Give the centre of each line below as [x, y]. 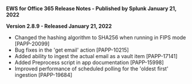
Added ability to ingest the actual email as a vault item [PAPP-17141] [96, 56]
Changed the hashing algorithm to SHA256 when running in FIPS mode [100, 37]
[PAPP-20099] [32, 44]
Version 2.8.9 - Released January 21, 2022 [59, 26]
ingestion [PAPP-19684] [43, 75]
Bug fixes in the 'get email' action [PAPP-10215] [72, 50]
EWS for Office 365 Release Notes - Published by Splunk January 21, [91, 9]
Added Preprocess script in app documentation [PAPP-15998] [89, 62]
